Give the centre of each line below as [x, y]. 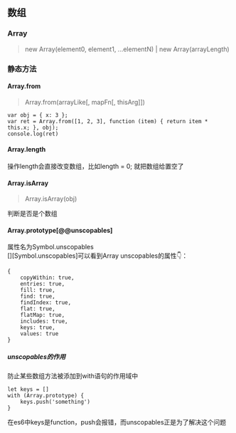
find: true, [38, 297]
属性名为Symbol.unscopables [50, 247]
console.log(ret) [33, 134]
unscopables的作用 [37, 357]
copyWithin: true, [47, 278]
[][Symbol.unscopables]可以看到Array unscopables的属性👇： [98, 256]
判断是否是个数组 [32, 214]
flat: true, [38, 309]
